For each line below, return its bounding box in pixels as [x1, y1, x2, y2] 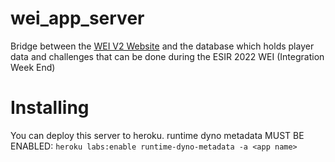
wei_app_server [10, 7, 145, 30]
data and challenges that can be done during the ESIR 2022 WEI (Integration [10, 50, 325, 62]
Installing [10, 97, 90, 119]
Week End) [10, 61, 56, 73]
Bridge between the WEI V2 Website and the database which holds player [10, 40, 315, 52]
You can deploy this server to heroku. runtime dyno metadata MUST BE [10, 129, 305, 141]
